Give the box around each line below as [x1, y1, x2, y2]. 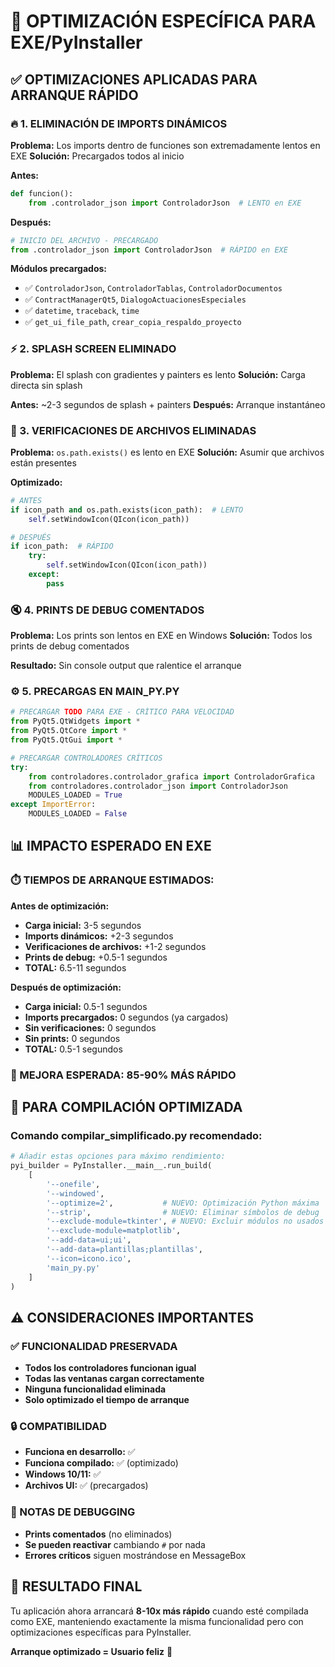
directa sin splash [10, 379, 83, 391]
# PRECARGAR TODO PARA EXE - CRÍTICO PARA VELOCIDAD [10, 707, 235, 717]
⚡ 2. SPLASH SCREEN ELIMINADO [10, 342, 177, 356]
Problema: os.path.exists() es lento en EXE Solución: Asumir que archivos [10, 446, 325, 458]
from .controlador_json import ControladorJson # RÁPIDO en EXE [10, 245, 288, 255]
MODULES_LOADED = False [28, 809, 128, 819]
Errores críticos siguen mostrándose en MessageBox [24, 1549, 247, 1561]
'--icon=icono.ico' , [46, 1253, 132, 1264]
